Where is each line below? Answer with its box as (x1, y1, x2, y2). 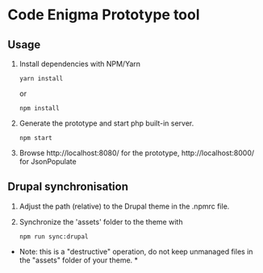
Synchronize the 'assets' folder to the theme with (19, 217, 183, 226)
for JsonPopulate (19, 157, 77, 166)
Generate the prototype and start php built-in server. (19, 118, 194, 128)
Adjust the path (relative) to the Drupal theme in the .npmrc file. (19, 201, 230, 211)
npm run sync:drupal (19, 232, 89, 241)
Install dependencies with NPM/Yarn (19, 59, 141, 68)
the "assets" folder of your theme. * (19, 255, 139, 265)
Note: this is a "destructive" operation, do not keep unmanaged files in (19, 246, 253, 256)
